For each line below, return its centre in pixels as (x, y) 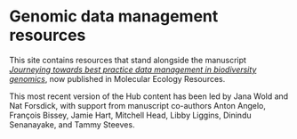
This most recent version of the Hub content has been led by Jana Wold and (149, 96)
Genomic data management (114, 16)
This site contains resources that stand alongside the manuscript (128, 60)
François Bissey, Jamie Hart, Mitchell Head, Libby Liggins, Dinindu (130, 115)
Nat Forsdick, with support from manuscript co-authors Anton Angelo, (138, 105)
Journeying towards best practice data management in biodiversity (133, 69)
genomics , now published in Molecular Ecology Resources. (117, 78)
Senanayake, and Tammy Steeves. (72, 124)
